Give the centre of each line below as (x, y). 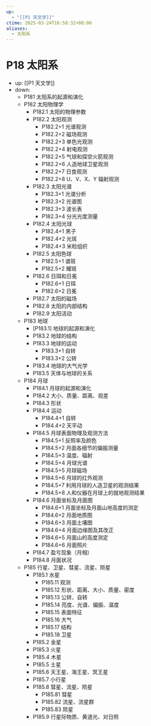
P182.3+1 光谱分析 (64, 194)
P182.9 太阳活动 (52, 314)
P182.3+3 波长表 (62, 209)
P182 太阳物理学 (44, 105)
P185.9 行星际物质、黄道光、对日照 (76, 717)
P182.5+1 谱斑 (59, 261)
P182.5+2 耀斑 (59, 269)
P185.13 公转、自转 (64, 598)
